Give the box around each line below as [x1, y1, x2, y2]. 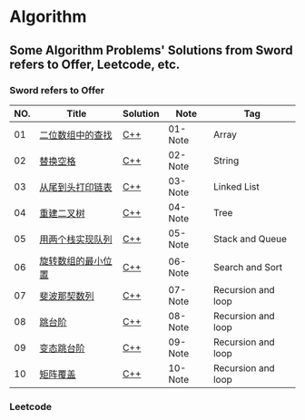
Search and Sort [212, 260, 283, 273]
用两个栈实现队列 [39, 233, 113, 246]
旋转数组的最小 [39, 254, 103, 267]
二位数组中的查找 [39, 129, 113, 142]
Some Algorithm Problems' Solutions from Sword [9, 43, 293, 58]
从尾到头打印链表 [39, 181, 113, 193]
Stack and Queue [212, 232, 288, 245]
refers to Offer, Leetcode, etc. [9, 56, 181, 72]
